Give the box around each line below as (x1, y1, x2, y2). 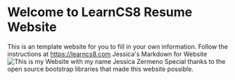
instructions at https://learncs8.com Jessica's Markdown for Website (7, 50, 208, 58)
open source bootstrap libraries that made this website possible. (7, 65, 193, 73)
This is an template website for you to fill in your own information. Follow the (7, 42, 229, 51)
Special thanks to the (164, 57, 226, 65)
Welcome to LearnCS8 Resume (7, 4, 193, 20)
